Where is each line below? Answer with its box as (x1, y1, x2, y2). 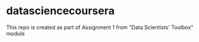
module (6, 30, 25, 37)
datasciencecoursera (6, 4, 115, 18)
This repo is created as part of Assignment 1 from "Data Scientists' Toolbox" (6, 24, 194, 31)
